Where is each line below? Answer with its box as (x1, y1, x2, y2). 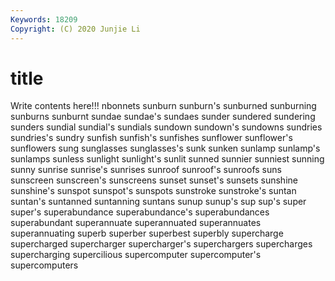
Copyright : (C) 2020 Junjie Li (10, 24, 141, 34)
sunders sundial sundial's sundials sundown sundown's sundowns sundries (10, 121, 323, 133)
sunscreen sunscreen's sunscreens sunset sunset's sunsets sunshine (10, 174, 298, 186)
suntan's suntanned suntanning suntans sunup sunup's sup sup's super (10, 196, 307, 208)
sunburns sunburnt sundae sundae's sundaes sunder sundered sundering (10, 111, 316, 123)
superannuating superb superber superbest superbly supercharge (10, 227, 284, 240)
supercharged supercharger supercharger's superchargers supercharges (10, 238, 313, 250)
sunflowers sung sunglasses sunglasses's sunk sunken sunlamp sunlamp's (10, 142, 321, 155)
